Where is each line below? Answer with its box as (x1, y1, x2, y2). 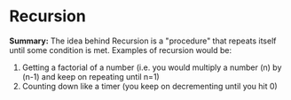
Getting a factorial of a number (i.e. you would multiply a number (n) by (21, 62, 282, 73)
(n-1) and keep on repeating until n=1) (21, 71, 160, 81)
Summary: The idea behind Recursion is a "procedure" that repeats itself (9, 35, 277, 46)
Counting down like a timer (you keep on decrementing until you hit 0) (21, 81, 278, 91)
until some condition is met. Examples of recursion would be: (9, 44, 232, 55)
